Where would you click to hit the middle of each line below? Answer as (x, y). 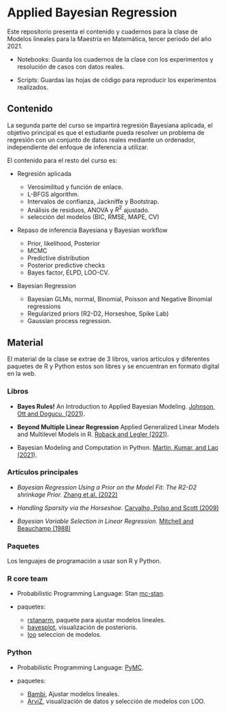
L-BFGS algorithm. (53, 194)
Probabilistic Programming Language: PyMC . (80, 667)
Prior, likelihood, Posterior (64, 244)
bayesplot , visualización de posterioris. (83, 627)
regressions (44, 307)
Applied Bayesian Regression (92, 13)
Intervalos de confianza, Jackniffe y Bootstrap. (93, 201)
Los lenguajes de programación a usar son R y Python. (84, 561)
